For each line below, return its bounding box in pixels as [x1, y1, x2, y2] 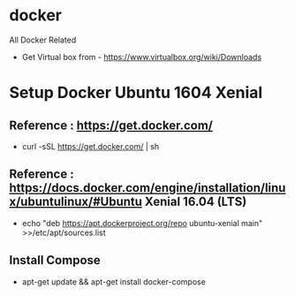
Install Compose [9, 253, 102, 268]
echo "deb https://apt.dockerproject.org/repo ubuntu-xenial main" [21, 217, 263, 228]
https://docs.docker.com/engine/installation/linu [9, 180, 286, 195]
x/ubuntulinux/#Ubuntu [9, 194, 143, 209]
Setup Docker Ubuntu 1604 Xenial [9, 83, 263, 102]
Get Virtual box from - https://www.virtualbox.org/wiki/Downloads [21, 51, 262, 62]
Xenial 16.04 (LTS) [144, 194, 247, 209]
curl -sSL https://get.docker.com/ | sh [21, 140, 160, 151]
